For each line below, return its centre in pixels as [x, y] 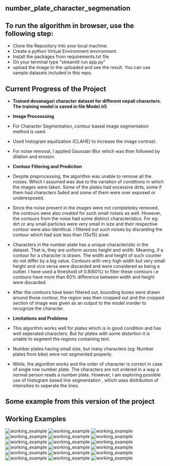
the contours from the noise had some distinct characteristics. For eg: [86, 219]
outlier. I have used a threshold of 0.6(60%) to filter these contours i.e [86, 272]
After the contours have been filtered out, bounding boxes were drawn [86, 292]
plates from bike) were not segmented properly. [62, 354]
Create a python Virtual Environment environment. [65, 51]
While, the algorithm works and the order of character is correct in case [87, 364]
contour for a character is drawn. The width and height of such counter [87, 256]
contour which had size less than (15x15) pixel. [61, 235]
